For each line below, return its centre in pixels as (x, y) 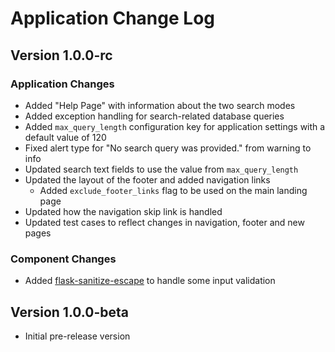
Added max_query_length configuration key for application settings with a (175, 126)
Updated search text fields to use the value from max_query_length (161, 169)
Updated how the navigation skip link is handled (123, 211)
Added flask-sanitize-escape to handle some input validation (150, 281)
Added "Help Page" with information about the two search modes (160, 105)
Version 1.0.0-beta (69, 312)
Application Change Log (112, 18)
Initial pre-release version (77, 336)
